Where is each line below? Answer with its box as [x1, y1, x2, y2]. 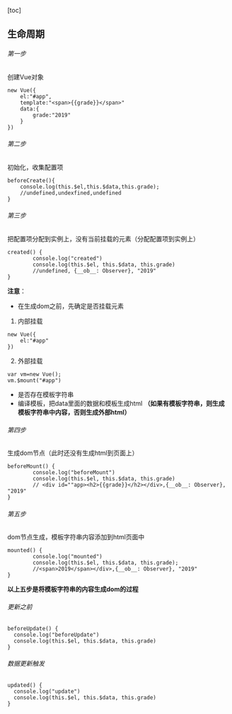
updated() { [7, 681, 42, 689]
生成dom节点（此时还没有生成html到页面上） [7, 449, 139, 457]
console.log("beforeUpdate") [13, 631, 100, 638]
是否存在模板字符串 [17, 391, 74, 398]
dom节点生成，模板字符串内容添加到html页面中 [7, 533, 145, 541]
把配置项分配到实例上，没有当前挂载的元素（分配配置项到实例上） [7, 235, 199, 243]
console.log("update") [13, 688, 81, 695]
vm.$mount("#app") [7, 377, 62, 384]
